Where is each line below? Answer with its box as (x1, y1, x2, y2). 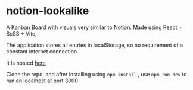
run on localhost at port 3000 (6, 77, 79, 84)
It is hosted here (6, 59, 46, 66)
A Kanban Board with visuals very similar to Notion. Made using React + (6, 24, 183, 31)
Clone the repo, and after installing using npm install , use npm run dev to (6, 70, 187, 78)
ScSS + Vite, (6, 30, 37, 37)
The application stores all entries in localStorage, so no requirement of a (6, 41, 183, 49)
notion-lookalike (6, 4, 89, 18)
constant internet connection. (6, 47, 79, 54)
